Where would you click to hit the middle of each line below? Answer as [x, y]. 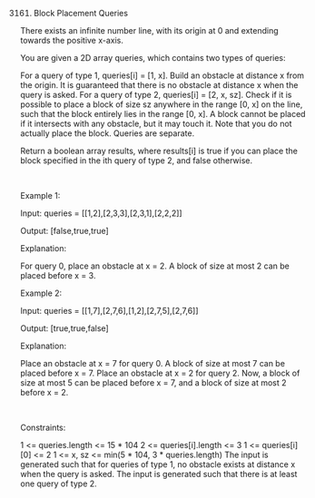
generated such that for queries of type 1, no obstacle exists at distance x [158, 464]
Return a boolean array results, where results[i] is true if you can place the [159, 151]
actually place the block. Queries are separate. [108, 133]
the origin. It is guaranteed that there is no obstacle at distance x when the [159, 85]
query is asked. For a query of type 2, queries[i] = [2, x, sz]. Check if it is [156, 95]
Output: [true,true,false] [64, 328]
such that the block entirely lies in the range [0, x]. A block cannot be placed [163, 114]
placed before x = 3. [58, 275]
